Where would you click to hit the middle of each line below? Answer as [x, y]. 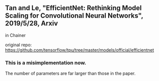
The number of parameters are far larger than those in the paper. [70, 74]
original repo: [18, 45]
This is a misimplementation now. [46, 62]
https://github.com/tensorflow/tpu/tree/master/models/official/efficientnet [79, 50]
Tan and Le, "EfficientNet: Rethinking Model [73, 8]
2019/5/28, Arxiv [32, 23]
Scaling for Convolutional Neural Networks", [74, 16]
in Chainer [15, 35]
